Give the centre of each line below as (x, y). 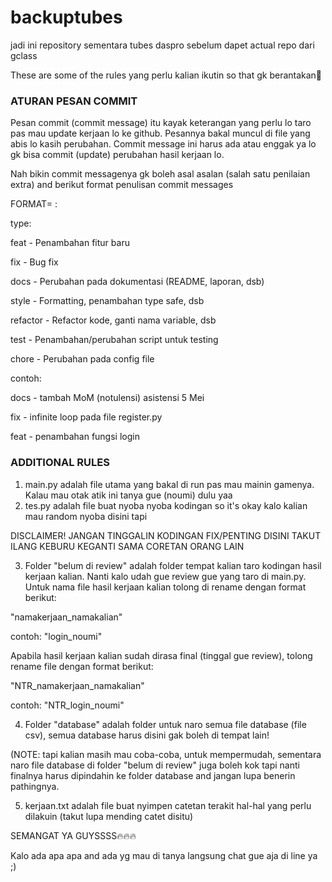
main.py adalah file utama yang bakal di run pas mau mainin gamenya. (169, 484)
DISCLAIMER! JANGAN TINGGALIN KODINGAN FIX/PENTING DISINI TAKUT (166, 535)
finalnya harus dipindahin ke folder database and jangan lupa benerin (153, 775)
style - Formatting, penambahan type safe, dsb (107, 301)
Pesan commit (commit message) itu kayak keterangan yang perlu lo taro (161, 123)
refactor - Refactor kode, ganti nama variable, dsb (113, 320)
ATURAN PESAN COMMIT (74, 101)
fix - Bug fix (34, 262)
